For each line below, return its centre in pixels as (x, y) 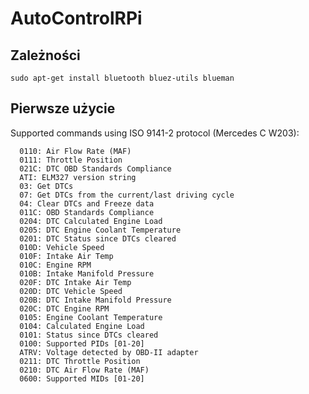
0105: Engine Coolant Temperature (91, 317)
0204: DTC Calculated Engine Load (91, 221)
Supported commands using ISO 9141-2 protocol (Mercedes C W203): (155, 133)
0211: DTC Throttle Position (80, 361)
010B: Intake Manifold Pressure (87, 273)
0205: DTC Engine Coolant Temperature (100, 230)
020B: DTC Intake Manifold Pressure (95, 300)
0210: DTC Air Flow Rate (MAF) (84, 370)
